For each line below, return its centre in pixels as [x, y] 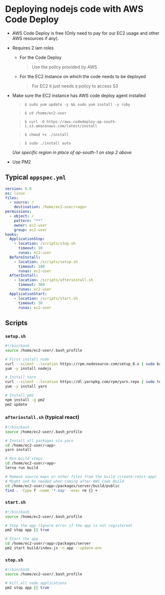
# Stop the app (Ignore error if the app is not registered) [69, 525]
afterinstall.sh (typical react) [42, 417]
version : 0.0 [18, 189]
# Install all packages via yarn [39, 441]
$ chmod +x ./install [46, 134]
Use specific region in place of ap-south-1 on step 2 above [72, 152]
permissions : [18, 212]
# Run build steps [24, 459]
